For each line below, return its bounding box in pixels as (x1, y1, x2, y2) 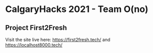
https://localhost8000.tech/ (5, 42, 63, 48)
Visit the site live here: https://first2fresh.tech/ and (5, 36, 110, 42)
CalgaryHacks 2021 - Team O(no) (5, 3, 148, 15)
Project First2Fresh (5, 23, 67, 32)
